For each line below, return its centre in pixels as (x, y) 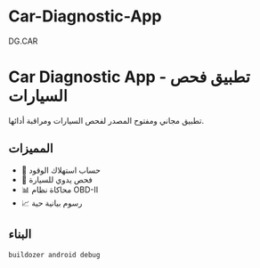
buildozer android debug (54, 255)
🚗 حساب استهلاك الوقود (61, 170)
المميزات (31, 149)
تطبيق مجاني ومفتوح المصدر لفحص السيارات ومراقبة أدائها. (106, 120)
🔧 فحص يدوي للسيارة (57, 179)
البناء (20, 235)
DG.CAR (23, 41)
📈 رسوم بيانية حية (52, 203)
